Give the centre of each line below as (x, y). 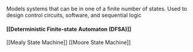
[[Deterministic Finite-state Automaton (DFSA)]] (69, 29)
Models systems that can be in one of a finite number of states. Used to (97, 9)
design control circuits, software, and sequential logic (74, 15)
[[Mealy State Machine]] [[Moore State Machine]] (69, 42)
